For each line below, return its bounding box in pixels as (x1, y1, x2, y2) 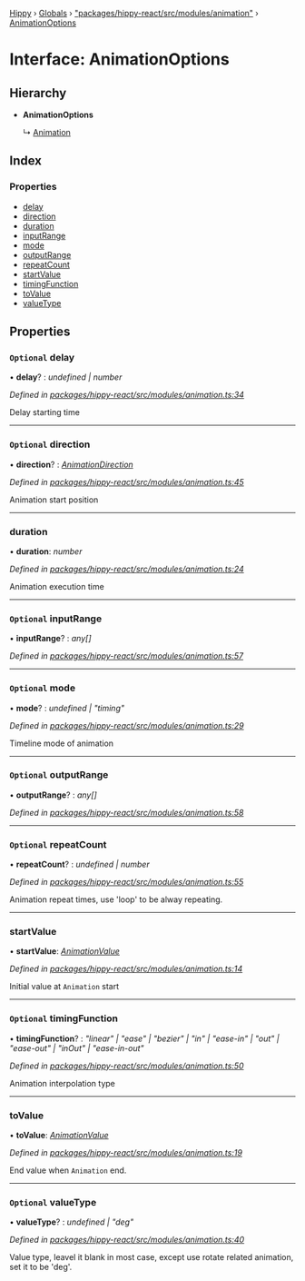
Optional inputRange (9, 612, 103, 625)
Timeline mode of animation (9, 738, 114, 749)
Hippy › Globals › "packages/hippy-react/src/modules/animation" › (9, 8, 259, 18)
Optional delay (9, 352, 75, 363)
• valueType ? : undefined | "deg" (9, 1216, 134, 1227)
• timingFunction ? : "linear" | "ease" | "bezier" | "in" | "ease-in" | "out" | (9, 1033, 280, 1044)
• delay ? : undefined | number (9, 372, 123, 382)
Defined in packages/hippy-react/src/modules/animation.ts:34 (9, 390, 245, 401)
